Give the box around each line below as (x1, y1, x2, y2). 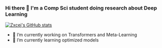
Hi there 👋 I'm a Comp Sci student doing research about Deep (5, 4, 157, 11)
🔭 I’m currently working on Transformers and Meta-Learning (12, 32, 137, 38)
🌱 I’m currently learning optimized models (12, 37, 99, 43)
